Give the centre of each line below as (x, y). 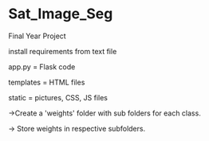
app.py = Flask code (42, 67)
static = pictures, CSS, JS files (58, 97)
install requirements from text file (63, 51)
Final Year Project (37, 36)
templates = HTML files (47, 82)
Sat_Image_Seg (61, 14)
